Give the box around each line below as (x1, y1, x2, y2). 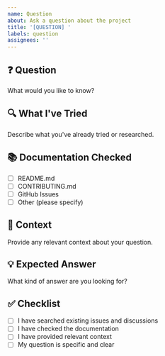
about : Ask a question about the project (7, 17, 132, 24)
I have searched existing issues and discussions (17, 316, 159, 325)
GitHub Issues (17, 189, 59, 199)
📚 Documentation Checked (7, 152, 132, 164)
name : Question (7, 10, 52, 18)
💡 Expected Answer (7, 258, 97, 270)
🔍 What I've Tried (7, 108, 88, 120)
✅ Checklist (7, 297, 61, 309)
